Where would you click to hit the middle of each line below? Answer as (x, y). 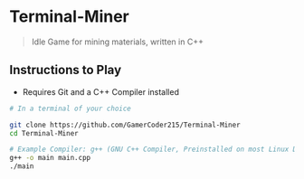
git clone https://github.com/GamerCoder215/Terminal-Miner (125, 125)
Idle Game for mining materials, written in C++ (117, 42)
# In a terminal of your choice (70, 108)
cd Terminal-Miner (44, 133)
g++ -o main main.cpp (50, 158)
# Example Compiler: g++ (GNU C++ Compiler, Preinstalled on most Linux (149, 150)
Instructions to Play (66, 70)
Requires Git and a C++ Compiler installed (100, 91)
